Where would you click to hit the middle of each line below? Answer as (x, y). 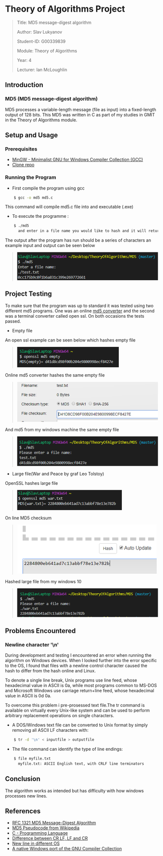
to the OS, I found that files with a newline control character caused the (76, 666)
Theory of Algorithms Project (65, 9)
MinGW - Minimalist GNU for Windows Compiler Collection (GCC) (77, 160)
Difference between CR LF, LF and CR (50, 838)
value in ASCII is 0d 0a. (28, 696)
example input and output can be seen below (50, 246)
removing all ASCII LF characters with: (50, 730)
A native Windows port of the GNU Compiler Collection (67, 849)
